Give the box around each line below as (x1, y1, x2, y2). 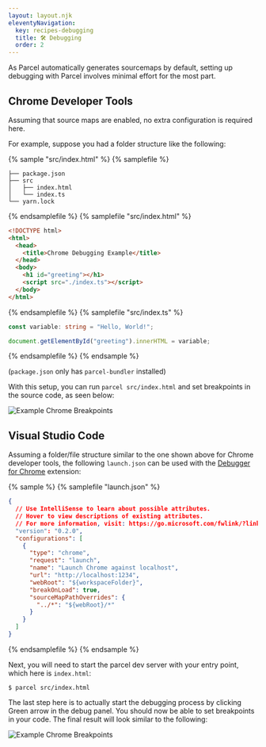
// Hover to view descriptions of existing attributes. (15, 512, 203, 520)
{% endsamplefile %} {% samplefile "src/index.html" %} (8, 211, 192, 220)
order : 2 (15, 41, 44, 49)
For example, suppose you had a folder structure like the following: (8, 139, 226, 148)
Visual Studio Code (8, 429, 105, 442)
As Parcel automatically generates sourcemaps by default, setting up (8, 63, 234, 72)
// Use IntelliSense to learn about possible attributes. (15, 505, 211, 513)
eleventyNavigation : (8, 19, 77, 27)
